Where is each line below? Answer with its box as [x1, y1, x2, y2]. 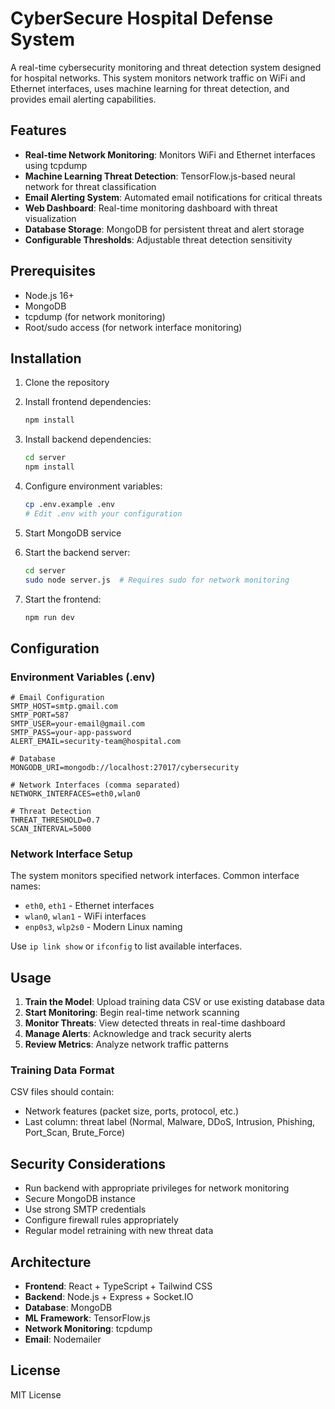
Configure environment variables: [24, 480, 163, 492]
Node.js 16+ [24, 289, 75, 301]
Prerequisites [10, 263, 96, 280]
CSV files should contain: [10, 1086, 115, 1098]
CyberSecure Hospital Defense [10, 7, 274, 30]
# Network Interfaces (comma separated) [10, 780, 182, 791]
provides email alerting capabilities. [10, 93, 157, 105]
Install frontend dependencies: [24, 396, 152, 408]
